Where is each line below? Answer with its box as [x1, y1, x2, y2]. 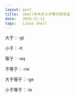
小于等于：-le [5, 87, 32, 93]
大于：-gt [5, 35, 25, 41]
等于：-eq [5, 56, 25, 62]
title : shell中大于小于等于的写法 [5, 12, 70, 17]
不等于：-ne [5, 66, 29, 72]
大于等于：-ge [5, 76, 34, 82]
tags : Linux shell [5, 21, 48, 26]
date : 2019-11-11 [5, 16, 45, 21]
